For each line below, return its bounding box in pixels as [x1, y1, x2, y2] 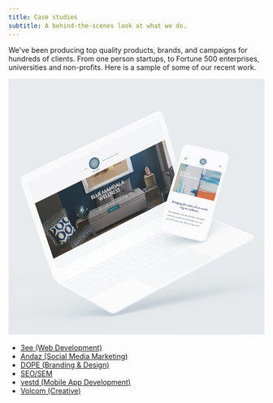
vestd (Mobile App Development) [19, 377, 132, 387]
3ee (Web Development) [19, 342, 103, 353]
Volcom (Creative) [19, 386, 81, 396]
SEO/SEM [19, 368, 53, 378]
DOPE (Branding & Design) [19, 360, 110, 370]
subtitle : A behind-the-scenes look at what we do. [8, 21, 187, 30]
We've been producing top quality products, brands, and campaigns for [8, 45, 248, 54]
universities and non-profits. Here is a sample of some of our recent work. [8, 62, 257, 72]
